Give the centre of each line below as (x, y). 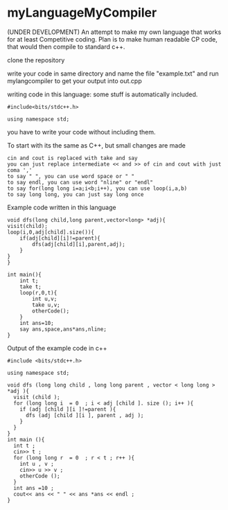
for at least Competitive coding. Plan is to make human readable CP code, (112, 39)
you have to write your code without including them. (81, 132)
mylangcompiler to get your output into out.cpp (74, 80)
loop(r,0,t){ (38, 292)
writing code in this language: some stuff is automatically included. (103, 94)
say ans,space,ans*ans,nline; (63, 329)
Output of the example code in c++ (57, 348)
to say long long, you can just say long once (76, 194)
